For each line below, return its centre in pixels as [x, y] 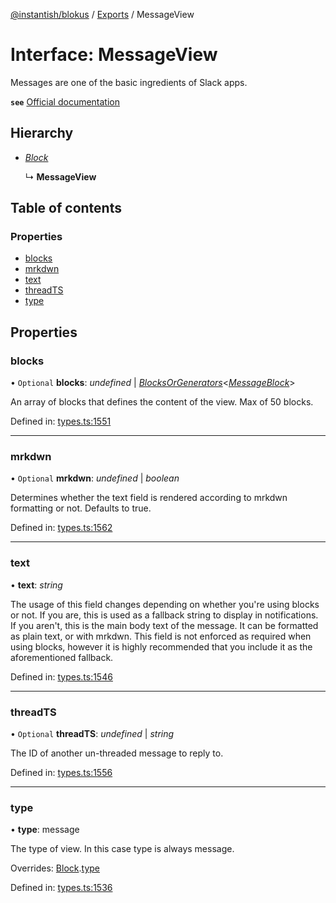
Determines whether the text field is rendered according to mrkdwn [149, 498]
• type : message [45, 830]
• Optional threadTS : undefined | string [92, 734]
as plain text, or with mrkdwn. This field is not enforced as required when [161, 636]
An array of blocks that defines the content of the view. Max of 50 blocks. [162, 402]
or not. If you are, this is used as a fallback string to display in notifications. [164, 615]
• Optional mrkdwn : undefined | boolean [95, 478]
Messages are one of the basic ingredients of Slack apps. [129, 82]
